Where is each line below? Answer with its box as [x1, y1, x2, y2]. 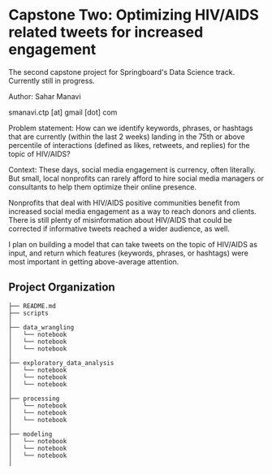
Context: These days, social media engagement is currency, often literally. [8, 164, 256, 174]
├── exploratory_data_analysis [8, 359, 114, 367]
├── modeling [8, 429, 53, 438]
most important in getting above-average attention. [8, 256, 179, 266]
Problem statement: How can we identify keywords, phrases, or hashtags [8, 123, 253, 133]
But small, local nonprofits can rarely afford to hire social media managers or [8, 173, 265, 183]
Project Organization [8, 281, 115, 294]
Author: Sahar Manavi [8, 91, 81, 101]
